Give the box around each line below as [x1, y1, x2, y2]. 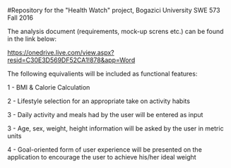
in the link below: [7, 35, 57, 43]
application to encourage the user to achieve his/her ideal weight [7, 153, 196, 161]
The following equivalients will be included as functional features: [7, 70, 198, 78]
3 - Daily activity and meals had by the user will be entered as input [7, 111, 203, 119]
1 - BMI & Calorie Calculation [7, 83, 90, 91]
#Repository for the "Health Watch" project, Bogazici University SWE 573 [7, 6, 220, 14]
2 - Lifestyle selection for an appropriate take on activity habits [7, 97, 191, 105]
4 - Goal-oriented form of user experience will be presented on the [7, 145, 203, 154]
